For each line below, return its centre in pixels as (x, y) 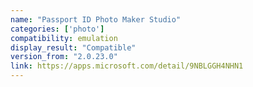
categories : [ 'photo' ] (57, 29)
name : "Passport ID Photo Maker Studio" (96, 19)
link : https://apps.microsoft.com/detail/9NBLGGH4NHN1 (127, 66)
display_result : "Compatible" (73, 47)
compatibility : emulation (64, 38)
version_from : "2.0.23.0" (64, 57)
